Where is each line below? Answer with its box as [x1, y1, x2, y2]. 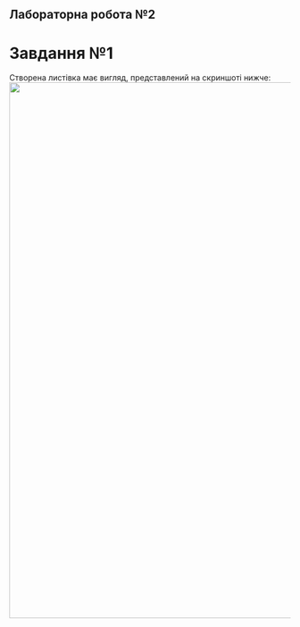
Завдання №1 [9, 43, 113, 63]
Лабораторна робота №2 [9, 7, 156, 22]
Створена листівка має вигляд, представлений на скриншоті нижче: [9, 72, 271, 83]
